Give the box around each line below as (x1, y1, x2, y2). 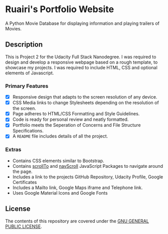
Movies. (5, 25, 22, 31)
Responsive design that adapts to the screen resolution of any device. (12, 94, 157, 100)
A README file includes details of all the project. (12, 133, 108, 139)
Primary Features (5, 82, 49, 89)
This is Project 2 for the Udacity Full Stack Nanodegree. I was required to (5, 54, 156, 60)
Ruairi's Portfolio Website (5, 4, 114, 15)
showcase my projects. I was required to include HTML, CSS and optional (5, 64, 157, 70)
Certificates (12, 179, 37, 185)
